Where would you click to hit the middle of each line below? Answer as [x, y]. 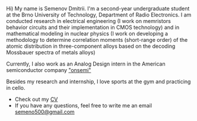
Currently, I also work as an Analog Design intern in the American [86, 64]
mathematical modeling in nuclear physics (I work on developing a [87, 34]
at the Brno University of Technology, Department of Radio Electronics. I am [99, 15]
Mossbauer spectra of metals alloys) [51, 52]
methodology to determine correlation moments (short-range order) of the [97, 40]
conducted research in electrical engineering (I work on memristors [88, 21]
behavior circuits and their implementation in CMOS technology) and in [93, 27]
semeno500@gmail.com [45, 112]
